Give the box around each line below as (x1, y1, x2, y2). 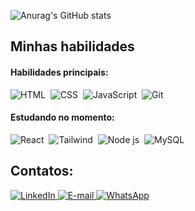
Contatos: (10, 163, 74, 180)
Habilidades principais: (10, 66, 109, 78)
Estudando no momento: (10, 111, 115, 124)
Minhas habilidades (10, 38, 135, 55)
